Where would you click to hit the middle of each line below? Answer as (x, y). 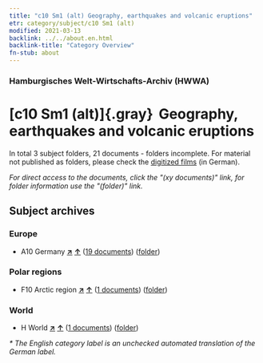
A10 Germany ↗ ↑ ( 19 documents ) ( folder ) (90, 251)
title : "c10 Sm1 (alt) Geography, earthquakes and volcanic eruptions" (131, 16)
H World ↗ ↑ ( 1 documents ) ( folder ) (80, 328)
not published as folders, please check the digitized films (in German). (125, 162)
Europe (24, 234)
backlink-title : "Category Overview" (72, 46)
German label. (33, 352)
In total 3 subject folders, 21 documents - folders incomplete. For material (130, 153)
